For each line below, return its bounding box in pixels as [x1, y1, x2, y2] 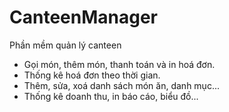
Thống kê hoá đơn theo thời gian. [23, 69, 161, 81]
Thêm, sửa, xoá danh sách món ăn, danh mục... [23, 79, 220, 91]
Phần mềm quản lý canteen [9, 39, 122, 51]
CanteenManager [9, 6, 158, 29]
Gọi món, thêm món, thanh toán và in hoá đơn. [23, 58, 216, 70]
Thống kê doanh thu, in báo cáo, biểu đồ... [23, 90, 199, 102]
